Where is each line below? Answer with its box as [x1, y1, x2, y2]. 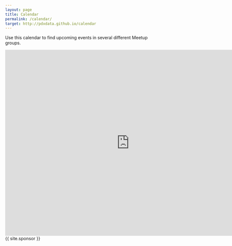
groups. [5, 40, 21, 46]
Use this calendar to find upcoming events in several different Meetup [5, 35, 148, 41]
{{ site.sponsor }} [5, 236, 41, 242]
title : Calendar [5, 12, 39, 17]
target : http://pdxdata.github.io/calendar [5, 21, 97, 26]
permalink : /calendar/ [5, 16, 52, 21]
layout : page [5, 7, 32, 12]
